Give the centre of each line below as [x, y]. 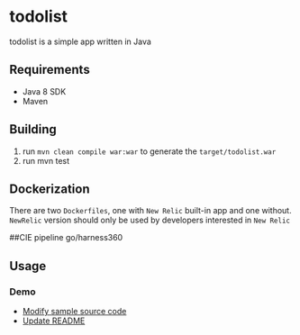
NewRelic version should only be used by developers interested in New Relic [150, 220]
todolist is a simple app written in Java [80, 41]
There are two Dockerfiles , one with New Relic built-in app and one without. [150, 211]
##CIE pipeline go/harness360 [66, 238]
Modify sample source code [74, 312]
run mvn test [46, 160]
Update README [54, 321]
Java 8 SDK [44, 91]
